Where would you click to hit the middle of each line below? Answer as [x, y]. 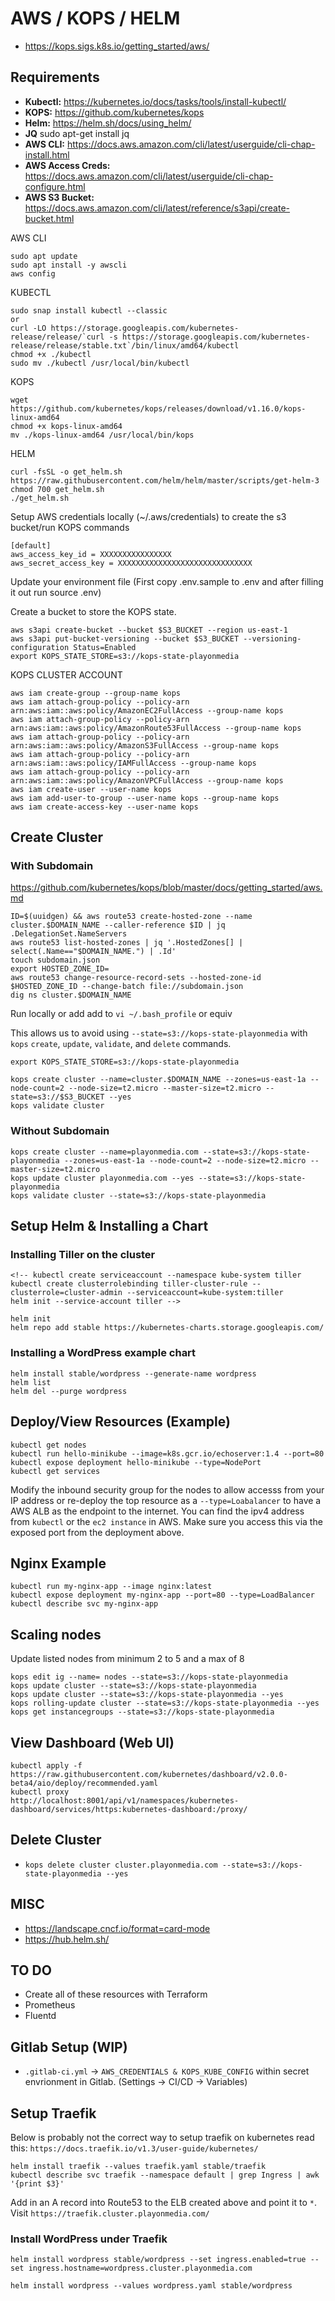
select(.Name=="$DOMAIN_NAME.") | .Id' [93, 952]
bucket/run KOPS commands [70, 527]
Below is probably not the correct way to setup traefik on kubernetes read [162, 2138]
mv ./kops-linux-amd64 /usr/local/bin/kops [102, 435]
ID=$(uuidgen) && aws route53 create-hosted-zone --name [131, 917]
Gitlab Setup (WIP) [69, 2047]
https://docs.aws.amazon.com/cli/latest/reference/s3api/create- [157, 208]
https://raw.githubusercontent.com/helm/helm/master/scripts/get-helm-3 [165, 480]
